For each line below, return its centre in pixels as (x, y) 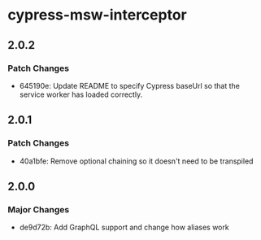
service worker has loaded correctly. (81, 94)
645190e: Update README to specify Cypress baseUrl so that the (130, 85)
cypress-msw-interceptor (98, 15)
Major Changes (39, 209)
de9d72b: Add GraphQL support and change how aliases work (124, 227)
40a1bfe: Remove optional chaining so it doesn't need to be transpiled (136, 161)
